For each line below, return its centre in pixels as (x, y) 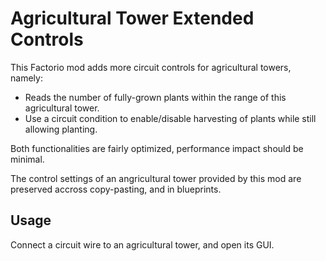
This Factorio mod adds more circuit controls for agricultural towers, (151, 67)
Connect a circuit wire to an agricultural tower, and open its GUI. (142, 244)
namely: (26, 78)
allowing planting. (61, 129)
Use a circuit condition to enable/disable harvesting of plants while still (170, 118)
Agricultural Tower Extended (132, 18)
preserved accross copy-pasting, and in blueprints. (116, 189)
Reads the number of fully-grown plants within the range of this (155, 97)
